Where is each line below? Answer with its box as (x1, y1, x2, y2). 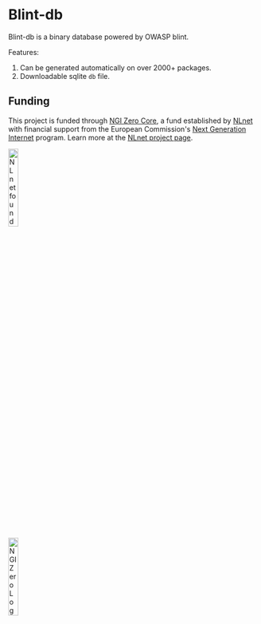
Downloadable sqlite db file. (19, 71, 110, 81)
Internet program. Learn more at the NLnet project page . (8, 132, 193, 142)
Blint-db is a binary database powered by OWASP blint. (8, 32, 189, 41)
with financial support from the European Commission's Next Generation (8, 124, 247, 133)
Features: (8, 47, 40, 57)
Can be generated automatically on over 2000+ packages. (19, 62, 212, 73)
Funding (8, 94, 50, 109)
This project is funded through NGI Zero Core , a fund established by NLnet (8, 116, 253, 125)
